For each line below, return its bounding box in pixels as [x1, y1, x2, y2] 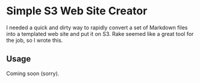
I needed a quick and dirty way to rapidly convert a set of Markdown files [6, 24, 188, 31]
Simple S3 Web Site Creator [6, 4, 148, 18]
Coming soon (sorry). [6, 70, 60, 77]
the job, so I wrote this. [6, 36, 63, 44]
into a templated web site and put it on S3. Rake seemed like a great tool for [6, 30, 194, 37]
